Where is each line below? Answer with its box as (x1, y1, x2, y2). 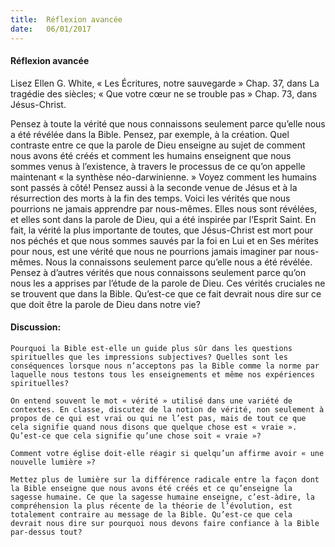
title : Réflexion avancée (10, 14, 123, 25)
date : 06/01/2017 (10, 24, 92, 34)
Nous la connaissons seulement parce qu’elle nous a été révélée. (45, 256, 313, 268)
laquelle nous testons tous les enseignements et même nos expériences (10, 369, 315, 380)
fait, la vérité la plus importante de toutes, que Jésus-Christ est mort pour (10, 224, 314, 236)
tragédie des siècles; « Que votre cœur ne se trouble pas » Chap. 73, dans (10, 87, 318, 100)
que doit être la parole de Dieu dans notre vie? (10, 298, 201, 310)
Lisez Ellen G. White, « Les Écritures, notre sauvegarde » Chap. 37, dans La (10, 77, 320, 89)
